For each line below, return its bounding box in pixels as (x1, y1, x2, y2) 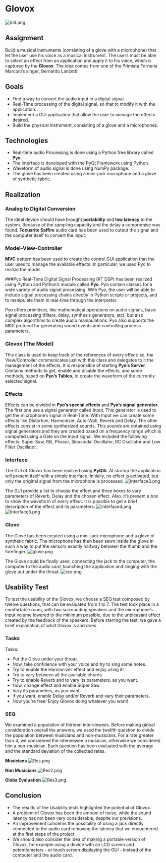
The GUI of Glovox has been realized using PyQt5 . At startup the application (5, 468, 161, 474)
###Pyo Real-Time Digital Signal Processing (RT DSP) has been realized (5, 276, 153, 282)
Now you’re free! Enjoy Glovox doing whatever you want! (12, 698, 129, 704)
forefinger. (5, 548, 27, 554)
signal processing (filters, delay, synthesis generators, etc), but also (5, 312, 144, 318)
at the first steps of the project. (12, 831, 76, 837)
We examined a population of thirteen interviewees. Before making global (5, 721, 155, 727)
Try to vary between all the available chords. (12, 671, 103, 678)
